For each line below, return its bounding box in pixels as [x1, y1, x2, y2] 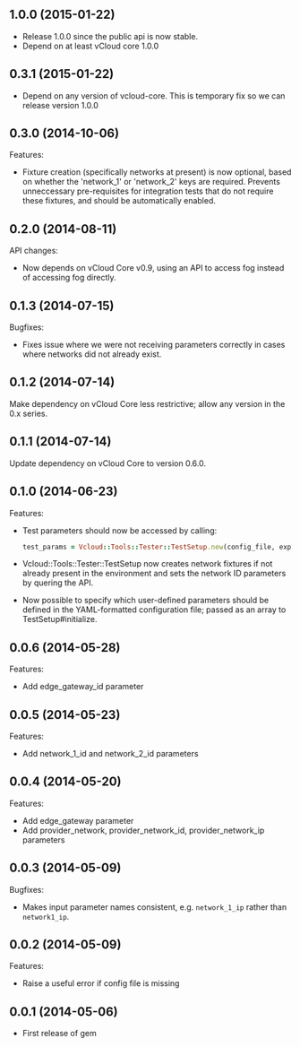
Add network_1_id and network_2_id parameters [21, 748, 199, 758]
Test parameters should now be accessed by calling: [21, 524, 218, 536]
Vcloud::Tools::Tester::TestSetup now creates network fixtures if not [21, 558, 273, 569]
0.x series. [9, 408, 48, 419]
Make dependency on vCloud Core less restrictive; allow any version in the [9, 398, 286, 409]
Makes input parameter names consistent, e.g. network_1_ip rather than [21, 901, 287, 913]
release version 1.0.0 [21, 100, 99, 110]
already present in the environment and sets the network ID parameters [21, 568, 287, 579]
